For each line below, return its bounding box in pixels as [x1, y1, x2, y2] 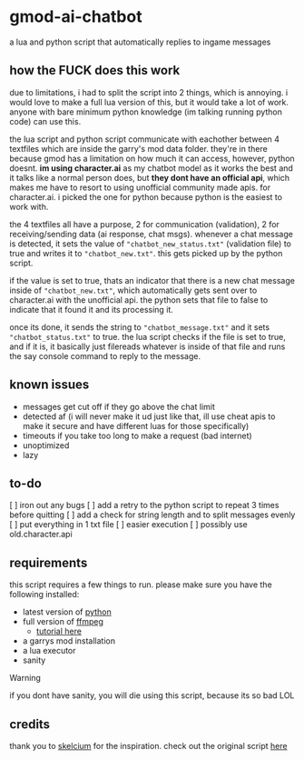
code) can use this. [9, 115, 82, 126]
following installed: [9, 589, 80, 600]
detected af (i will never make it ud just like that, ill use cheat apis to [22, 411, 276, 422]
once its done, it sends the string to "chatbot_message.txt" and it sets [9, 321, 270, 333]
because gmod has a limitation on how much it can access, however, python [9, 153, 295, 164]
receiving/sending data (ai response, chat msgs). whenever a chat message [9, 228, 293, 239]
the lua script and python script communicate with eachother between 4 [9, 134, 279, 145]
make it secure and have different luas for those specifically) [22, 420, 250, 431]
